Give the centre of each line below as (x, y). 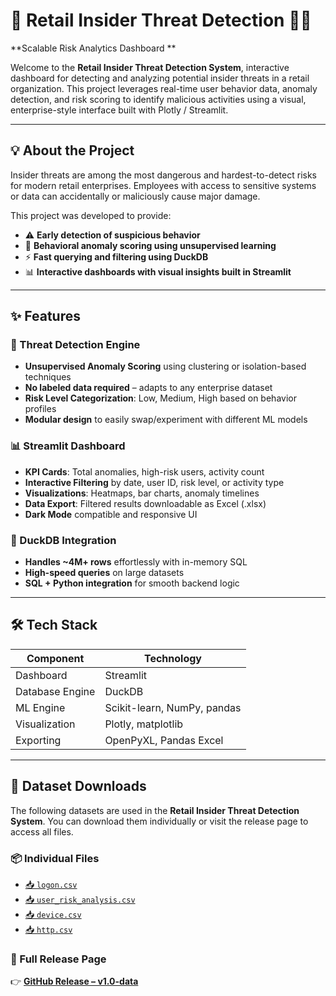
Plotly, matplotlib (144, 724)
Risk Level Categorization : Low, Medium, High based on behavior (160, 398)
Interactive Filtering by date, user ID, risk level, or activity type (154, 482)
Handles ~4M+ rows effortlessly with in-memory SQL (136, 562)
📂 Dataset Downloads (78, 786)
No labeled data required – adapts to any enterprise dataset (148, 388)
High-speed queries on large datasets (104, 573)
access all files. (42, 831)
